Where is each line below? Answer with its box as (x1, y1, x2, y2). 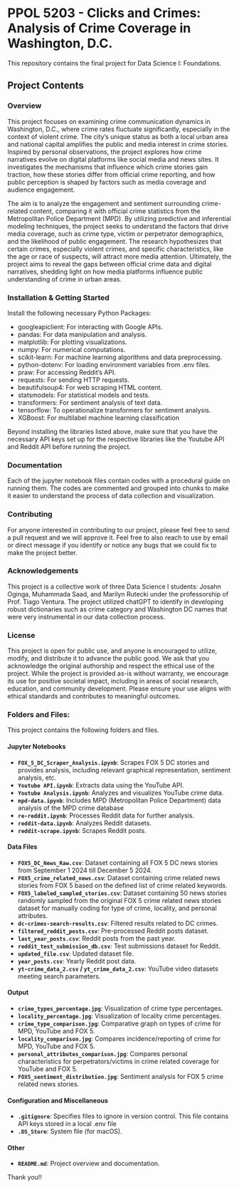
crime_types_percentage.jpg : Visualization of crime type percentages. (17, 1004, 223, 1013)
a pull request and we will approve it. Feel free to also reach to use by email (7, 533, 228, 542)
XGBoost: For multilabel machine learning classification (17, 413, 180, 422)
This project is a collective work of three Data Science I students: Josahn (7, 582, 222, 591)
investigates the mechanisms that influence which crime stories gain (7, 162, 208, 171)
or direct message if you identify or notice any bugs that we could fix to (7, 540, 217, 549)
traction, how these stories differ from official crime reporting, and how (7, 170, 216, 179)
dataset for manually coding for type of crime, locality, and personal (17, 904, 217, 912)
